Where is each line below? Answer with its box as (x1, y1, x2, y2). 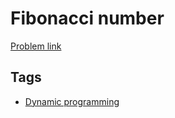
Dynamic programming (24, 95, 120, 107)
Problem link (10, 40, 62, 52)
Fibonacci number (10, 7, 165, 30)
